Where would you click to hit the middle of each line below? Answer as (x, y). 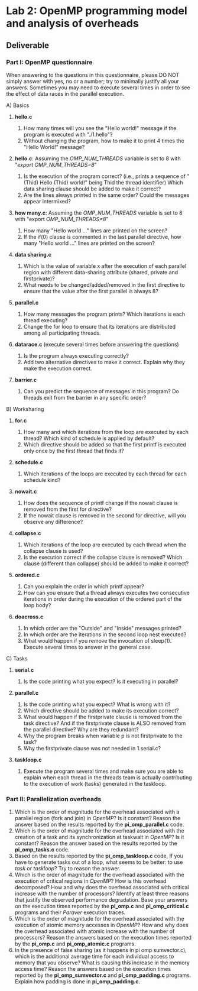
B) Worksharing (25, 409)
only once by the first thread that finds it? (74, 451)
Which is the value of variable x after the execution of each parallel (105, 266)
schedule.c (29, 462)
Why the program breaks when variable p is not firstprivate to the (103, 736)
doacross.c (29, 617)
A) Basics (18, 105)
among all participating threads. (62, 333)
